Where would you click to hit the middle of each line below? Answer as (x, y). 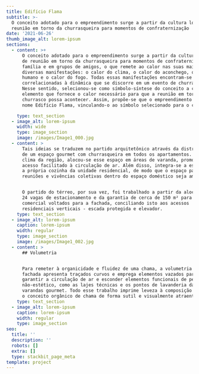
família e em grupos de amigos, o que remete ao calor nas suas (103, 67)
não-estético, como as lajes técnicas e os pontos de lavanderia (104, 285)
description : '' (31, 340)
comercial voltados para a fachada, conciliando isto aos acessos (105, 203)
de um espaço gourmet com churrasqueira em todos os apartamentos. (107, 154)
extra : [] (23, 351)
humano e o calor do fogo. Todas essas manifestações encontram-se (107, 78)
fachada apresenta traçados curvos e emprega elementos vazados (103, 274)
